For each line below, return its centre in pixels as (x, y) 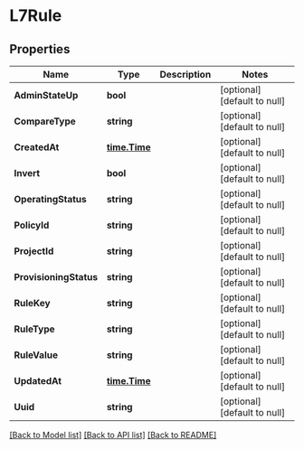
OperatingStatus (51, 199)
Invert (27, 173)
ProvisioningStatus (56, 277)
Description (185, 75)
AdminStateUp (46, 95)
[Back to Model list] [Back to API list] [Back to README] (113, 435)
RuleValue (36, 355)
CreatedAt (37, 147)
